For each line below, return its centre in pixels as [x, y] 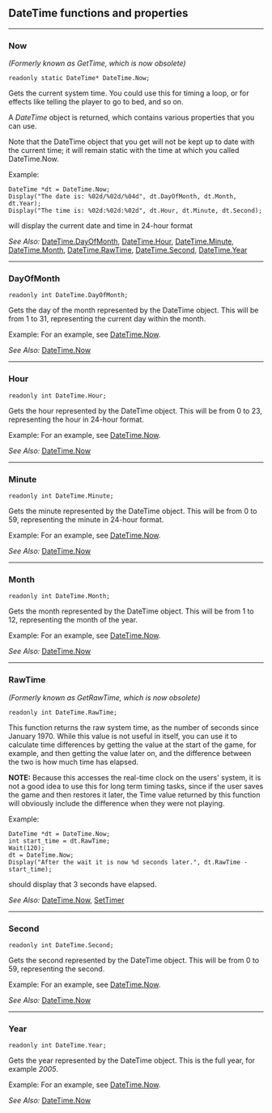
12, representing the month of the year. [73, 620]
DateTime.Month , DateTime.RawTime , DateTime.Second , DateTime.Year [128, 250]
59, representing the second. [57, 969]
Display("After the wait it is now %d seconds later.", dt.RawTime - [128, 862]
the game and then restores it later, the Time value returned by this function [134, 794]
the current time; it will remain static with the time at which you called [124, 151]
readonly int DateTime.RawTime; [63, 712]
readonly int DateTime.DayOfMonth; [68, 295]
